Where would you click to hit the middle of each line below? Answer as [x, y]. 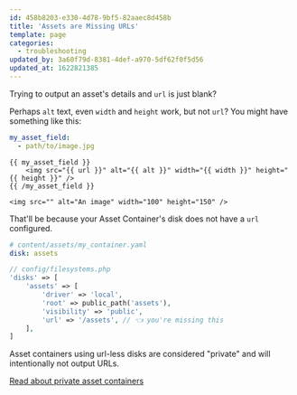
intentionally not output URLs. [65, 363]
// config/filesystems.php [60, 269]
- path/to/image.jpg [56, 146]
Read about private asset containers [77, 381]
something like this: [46, 121]
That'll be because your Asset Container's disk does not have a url [134, 219]
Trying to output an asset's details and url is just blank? [113, 94]
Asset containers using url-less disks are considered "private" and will [140, 354]
